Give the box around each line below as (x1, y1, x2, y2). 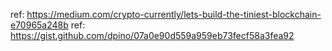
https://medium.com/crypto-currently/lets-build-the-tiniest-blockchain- (26, 9, 322, 20)
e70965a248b (10, 19, 69, 31)
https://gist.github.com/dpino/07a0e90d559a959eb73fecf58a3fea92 (10, 30, 295, 41)
